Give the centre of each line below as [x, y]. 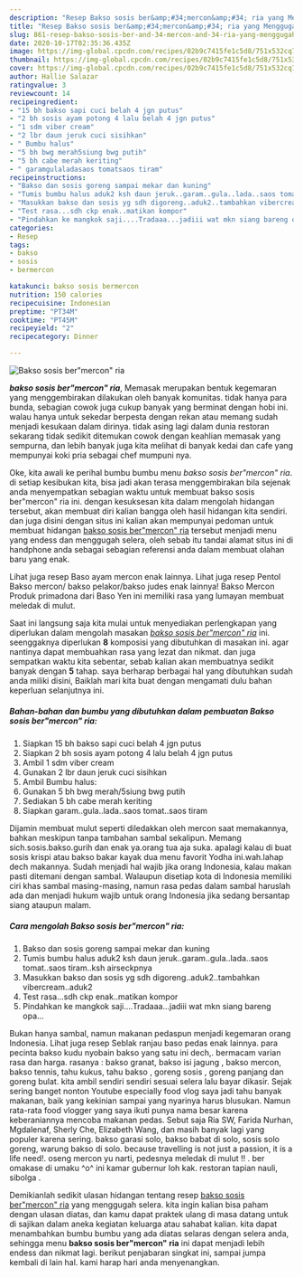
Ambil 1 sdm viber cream [68, 762]
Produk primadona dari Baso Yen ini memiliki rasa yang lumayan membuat [147, 596]
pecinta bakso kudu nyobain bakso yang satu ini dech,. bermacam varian [145, 1052]
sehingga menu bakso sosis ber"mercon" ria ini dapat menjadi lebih [137, 1243]
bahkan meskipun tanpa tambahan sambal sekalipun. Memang [125, 837]
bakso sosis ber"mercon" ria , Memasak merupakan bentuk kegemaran [143, 388]
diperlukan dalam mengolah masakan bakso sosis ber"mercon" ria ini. [140, 633]
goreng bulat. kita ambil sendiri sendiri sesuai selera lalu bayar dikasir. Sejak [151, 1081]
